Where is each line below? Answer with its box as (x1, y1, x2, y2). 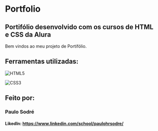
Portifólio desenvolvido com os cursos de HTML (5, 23, 154, 31)
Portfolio (5, 3, 41, 15)
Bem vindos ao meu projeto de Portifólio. (5, 43, 87, 49)
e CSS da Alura (5, 30, 51, 38)
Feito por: (5, 94, 35, 102)
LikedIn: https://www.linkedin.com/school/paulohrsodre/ (5, 120, 124, 126)
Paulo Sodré (5, 109, 35, 115)
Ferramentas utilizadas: (5, 57, 79, 66)
